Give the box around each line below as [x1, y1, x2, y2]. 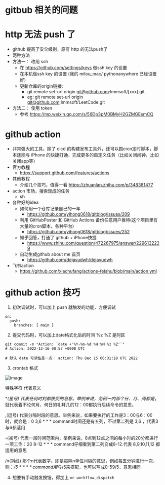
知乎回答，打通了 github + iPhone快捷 [19, 235, 97, 241]
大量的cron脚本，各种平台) [19, 223, 74, 229]
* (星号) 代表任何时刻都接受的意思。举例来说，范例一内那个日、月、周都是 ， [5, 396, 159, 401]
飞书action [12, 262, 34, 269]
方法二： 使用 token [12, 105, 53, 111]
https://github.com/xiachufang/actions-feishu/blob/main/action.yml [19, 268, 157, 274]
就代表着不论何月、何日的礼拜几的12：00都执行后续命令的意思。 [5, 402, 136, 408]
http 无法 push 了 [5, 29, 76, 40]
